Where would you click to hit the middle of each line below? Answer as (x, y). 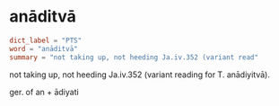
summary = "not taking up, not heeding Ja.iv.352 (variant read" (134, 57)
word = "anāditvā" (44, 49)
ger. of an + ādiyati (44, 92)
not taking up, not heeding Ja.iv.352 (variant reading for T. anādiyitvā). (140, 75)
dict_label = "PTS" (46, 40)
